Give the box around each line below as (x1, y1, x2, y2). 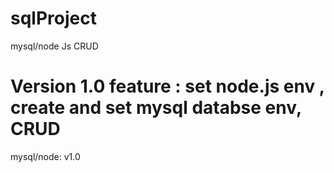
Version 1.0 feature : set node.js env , (10, 75, 325, 98)
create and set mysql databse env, (10, 97, 302, 119)
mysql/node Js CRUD (10, 40, 99, 52)
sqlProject (10, 7, 97, 30)
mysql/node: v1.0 (10, 150, 81, 162)
